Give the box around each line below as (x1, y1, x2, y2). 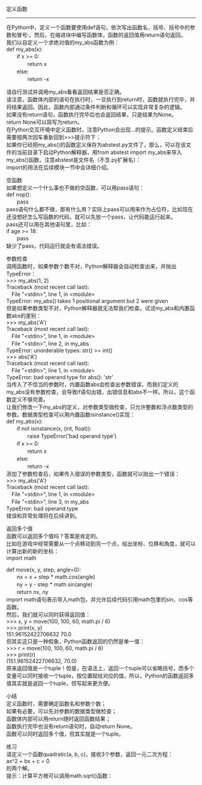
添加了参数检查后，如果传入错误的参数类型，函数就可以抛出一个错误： (6, 470, 180, 477)
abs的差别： (11, 312, 42, 319)
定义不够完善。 (11, 396, 49, 403)
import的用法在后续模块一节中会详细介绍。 (6, 164, 112, 171)
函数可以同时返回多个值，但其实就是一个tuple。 (6, 730, 124, 737)
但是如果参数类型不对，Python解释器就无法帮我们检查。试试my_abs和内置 (6, 304, 190, 312)
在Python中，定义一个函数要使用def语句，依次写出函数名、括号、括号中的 (6, 24, 191, 31)
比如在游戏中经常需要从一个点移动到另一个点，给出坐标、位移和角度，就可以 (6, 540, 196, 547)
